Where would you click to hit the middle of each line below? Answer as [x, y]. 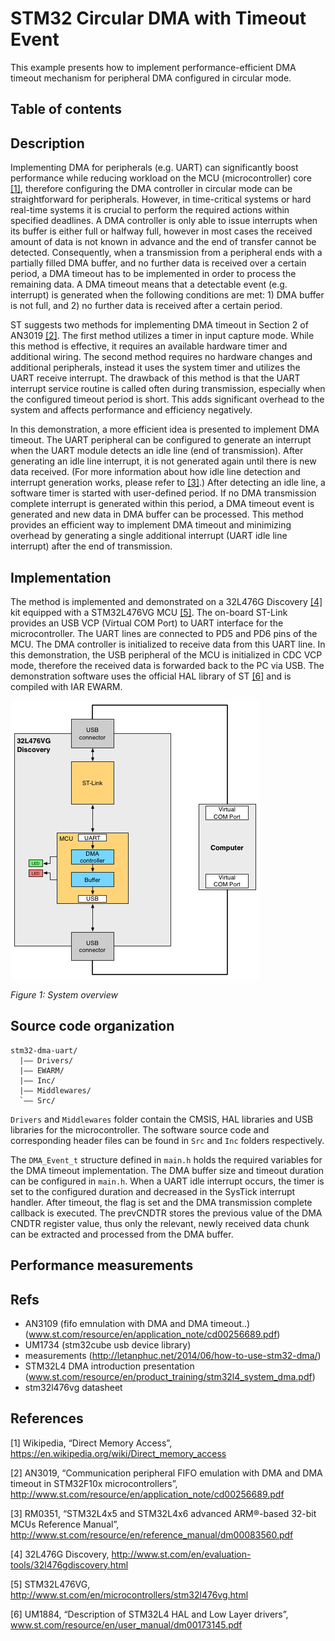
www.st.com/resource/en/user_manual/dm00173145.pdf [126, 1624]
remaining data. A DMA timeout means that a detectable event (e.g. [149, 284]
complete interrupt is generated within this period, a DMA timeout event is [162, 504]
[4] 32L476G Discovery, [60, 1554]
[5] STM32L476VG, [50, 1584]
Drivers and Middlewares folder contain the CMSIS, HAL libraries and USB [162, 1119]
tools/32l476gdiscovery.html [69, 1564]
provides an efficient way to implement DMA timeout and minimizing [151, 525]
